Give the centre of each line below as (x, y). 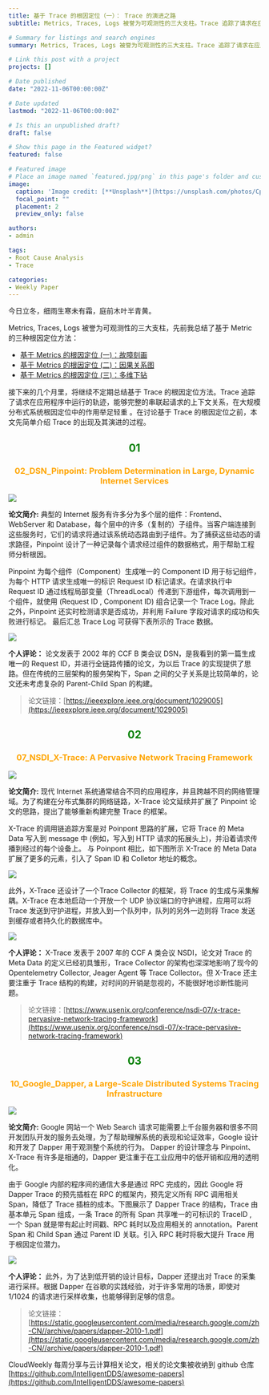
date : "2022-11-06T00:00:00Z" (59, 89)
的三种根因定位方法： (43, 338)
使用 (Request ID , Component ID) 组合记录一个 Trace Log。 (141, 601)
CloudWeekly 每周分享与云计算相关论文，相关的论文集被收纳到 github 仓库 (131, 1365)
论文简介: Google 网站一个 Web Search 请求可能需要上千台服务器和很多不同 (133, 1127)
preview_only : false (50, 214)
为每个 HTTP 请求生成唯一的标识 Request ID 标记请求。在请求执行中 (120, 581)
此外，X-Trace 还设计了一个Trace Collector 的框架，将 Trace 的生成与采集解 (134, 890)
